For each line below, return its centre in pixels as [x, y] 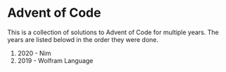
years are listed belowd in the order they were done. [83, 39]
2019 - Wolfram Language [55, 60]
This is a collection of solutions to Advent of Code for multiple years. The [113, 32]
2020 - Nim [34, 53]
